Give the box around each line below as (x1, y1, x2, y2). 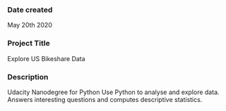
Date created (7, 5, 53, 15)
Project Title (7, 39, 51, 48)
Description (7, 72, 49, 81)
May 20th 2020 (7, 21, 53, 30)
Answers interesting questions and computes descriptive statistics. (7, 95, 203, 103)
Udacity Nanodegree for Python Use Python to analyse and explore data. (7, 88, 220, 96)
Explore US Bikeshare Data (7, 54, 86, 63)
